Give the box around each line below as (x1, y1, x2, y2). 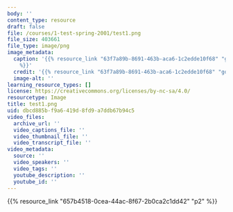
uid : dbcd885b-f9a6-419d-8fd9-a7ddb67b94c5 (7, 107, 135, 114)
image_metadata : (7, 49, 54, 56)
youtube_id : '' (13, 178, 58, 185)
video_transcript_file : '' (13, 140, 92, 147)
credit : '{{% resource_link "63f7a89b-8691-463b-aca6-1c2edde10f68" (13, 68, 216, 75)
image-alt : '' (13, 74, 54, 82)
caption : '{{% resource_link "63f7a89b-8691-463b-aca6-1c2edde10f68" (13, 56, 218, 63)
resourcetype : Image (7, 95, 67, 101)
